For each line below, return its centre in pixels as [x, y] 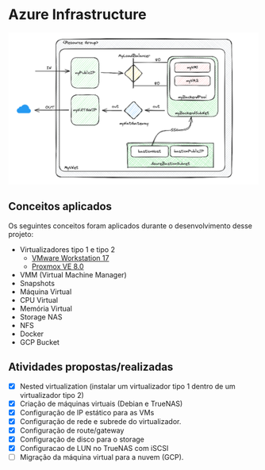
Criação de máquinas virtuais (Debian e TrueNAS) [101, 403]
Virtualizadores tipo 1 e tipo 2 [67, 249]
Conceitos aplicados [60, 206]
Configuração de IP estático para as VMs [87, 412]
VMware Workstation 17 [70, 258]
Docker [32, 334]
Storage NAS [41, 317]
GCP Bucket [39, 342]
